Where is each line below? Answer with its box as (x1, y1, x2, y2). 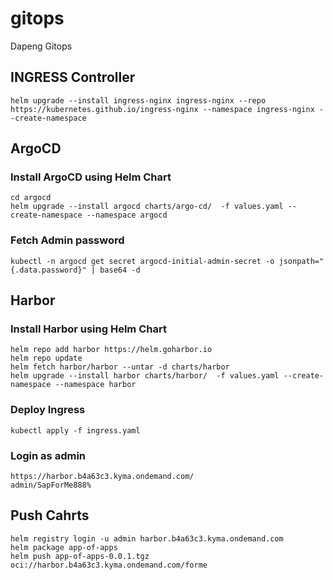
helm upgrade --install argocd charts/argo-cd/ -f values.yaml (10, 202, 284, 212)
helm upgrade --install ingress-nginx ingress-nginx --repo (10, 95, 267, 106)
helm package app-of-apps (10, 542, 118, 552)
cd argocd (10, 193, 52, 203)
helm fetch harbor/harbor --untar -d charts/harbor (10, 362, 230, 372)
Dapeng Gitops (10, 40, 73, 52)
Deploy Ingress (10, 403, 86, 417)
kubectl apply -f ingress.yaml (10, 425, 141, 436)
